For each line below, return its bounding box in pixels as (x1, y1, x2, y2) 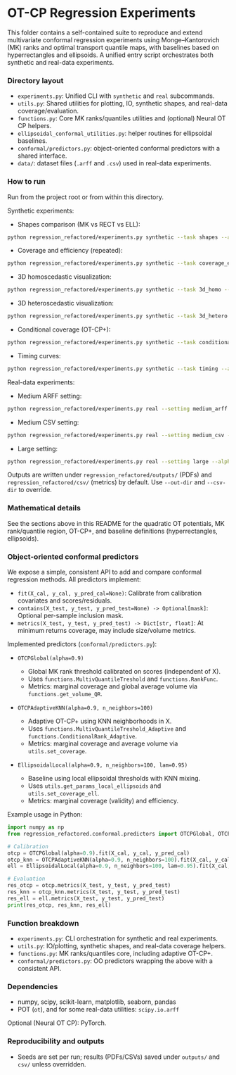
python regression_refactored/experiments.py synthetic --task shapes (7, 234, 218, 241)
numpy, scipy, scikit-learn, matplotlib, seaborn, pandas (17, 998, 177, 1006)
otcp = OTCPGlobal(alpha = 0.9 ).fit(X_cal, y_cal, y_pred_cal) (7, 850, 190, 857)
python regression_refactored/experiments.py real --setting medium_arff (7, 405, 228, 413)
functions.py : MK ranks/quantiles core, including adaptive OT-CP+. (17, 949, 213, 957)
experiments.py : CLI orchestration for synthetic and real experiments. (17, 934, 218, 943)
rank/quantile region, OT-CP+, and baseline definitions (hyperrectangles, (7, 527, 218, 535)
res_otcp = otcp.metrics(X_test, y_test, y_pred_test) (7, 882, 171, 889)
